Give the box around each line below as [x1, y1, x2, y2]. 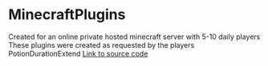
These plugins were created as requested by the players [8, 40, 195, 49]
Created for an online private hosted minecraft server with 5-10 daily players [8, 32, 261, 41]
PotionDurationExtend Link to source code [8, 49, 148, 58]
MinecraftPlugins [8, 6, 126, 24]
